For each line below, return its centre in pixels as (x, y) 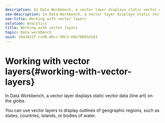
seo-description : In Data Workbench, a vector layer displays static (78, 14)
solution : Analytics (26, 23)
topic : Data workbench (28, 32)
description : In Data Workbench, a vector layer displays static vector (81, 10)
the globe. (15, 100)
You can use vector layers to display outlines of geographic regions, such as (82, 110)
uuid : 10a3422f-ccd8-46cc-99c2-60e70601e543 (51, 37)
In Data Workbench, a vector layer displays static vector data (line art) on (79, 96)
